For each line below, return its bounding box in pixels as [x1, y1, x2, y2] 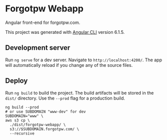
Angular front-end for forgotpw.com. [5, 19, 80, 25]
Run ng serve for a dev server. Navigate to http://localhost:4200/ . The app [5, 57, 162, 63]
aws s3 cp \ [5, 118, 30, 123]
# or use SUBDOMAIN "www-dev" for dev [5, 109, 86, 114]
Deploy [5, 77, 28, 85]
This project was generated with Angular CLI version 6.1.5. [5, 29, 125, 35]
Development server [5, 43, 70, 52]
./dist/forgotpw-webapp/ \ [9, 122, 66, 127]
